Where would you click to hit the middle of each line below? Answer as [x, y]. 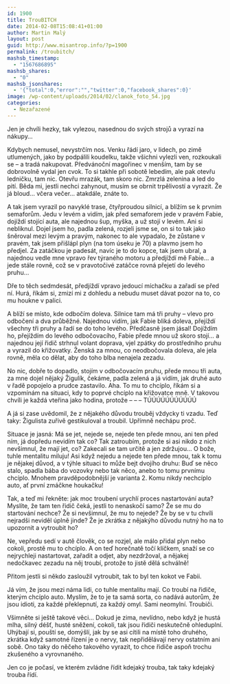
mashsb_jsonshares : [35, 84]
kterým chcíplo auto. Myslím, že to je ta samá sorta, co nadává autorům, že [113, 597]
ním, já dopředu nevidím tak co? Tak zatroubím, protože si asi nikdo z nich [112, 441]
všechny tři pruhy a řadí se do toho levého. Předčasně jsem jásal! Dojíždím [112, 328]
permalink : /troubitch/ [41, 52]
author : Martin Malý [37, 33]
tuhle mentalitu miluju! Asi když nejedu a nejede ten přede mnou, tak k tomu [114, 456]
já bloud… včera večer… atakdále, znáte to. [68, 193]
